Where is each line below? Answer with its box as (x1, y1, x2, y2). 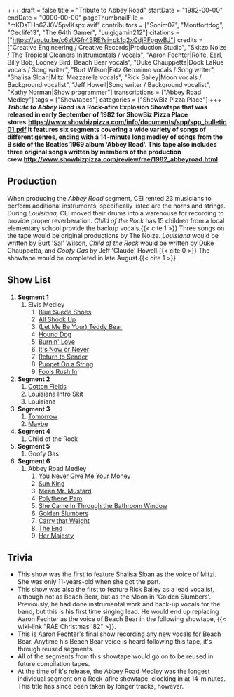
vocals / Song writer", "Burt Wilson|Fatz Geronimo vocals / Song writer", (7, 66, 216, 74)
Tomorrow (27, 412, 58, 420)
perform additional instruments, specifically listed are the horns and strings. (7, 201, 226, 210)
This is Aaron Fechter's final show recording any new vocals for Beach (17, 630, 221, 638)
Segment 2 (17, 375, 50, 383)
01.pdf (7, 126, 27, 133)
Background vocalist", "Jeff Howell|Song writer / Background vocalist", (7, 81, 211, 88)
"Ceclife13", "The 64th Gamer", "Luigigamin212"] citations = (7, 28, 180, 36)
